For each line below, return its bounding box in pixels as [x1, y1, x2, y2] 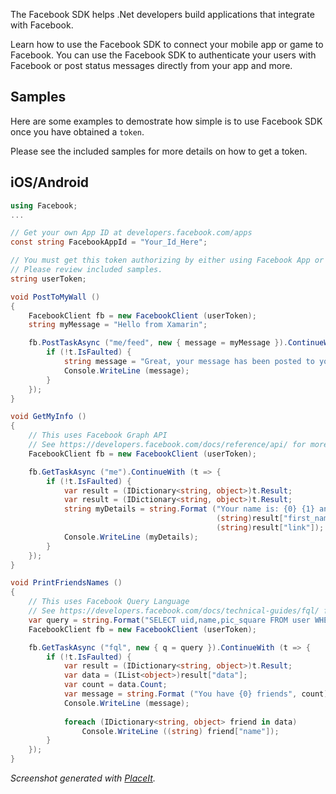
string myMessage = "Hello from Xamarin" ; [28, 320, 208, 330]
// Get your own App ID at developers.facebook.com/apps [10, 228, 253, 238]
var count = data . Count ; [63, 680, 168, 690]
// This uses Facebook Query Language [28, 597, 190, 607]
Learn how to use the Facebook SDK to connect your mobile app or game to [10, 39, 324, 50]
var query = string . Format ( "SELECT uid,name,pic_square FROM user [28, 615, 311, 625]
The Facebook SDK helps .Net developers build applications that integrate [10, 9, 315, 20]
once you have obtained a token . [10, 125, 145, 138]
